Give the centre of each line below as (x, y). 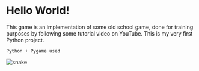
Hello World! (38, 11)
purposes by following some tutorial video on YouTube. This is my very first (99, 33)
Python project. (25, 40)
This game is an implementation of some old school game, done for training (100, 27)
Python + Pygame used (33, 51)
